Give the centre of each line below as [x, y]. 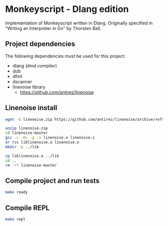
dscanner [22, 81]
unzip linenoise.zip [27, 128]
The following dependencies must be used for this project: [65, 56]
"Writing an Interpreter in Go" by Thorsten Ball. [53, 28]
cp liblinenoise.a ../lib [32, 156]
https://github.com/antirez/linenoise [57, 92]
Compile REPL [27, 208]
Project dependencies [40, 44]
